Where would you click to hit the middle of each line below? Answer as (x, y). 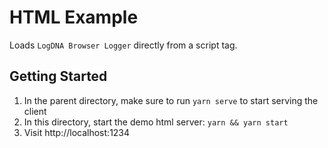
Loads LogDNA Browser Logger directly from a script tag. (123, 45)
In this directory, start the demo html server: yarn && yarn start (156, 122)
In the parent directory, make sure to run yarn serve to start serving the (171, 100)
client (35, 111)
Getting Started (58, 76)
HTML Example (74, 17)
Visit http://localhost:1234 (77, 132)
